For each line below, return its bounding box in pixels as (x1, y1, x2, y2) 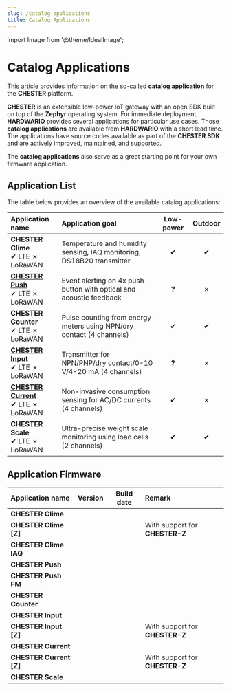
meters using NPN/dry (61, 321, 134, 331)
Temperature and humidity (61, 239, 147, 248)
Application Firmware (7, 468, 102, 480)
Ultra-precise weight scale (61, 424, 149, 433)
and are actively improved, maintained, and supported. (7, 139, 162, 148)
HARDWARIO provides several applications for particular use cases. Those (7, 118, 220, 126)
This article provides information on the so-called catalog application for (7, 82, 214, 90)
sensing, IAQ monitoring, (61, 248, 141, 257)
